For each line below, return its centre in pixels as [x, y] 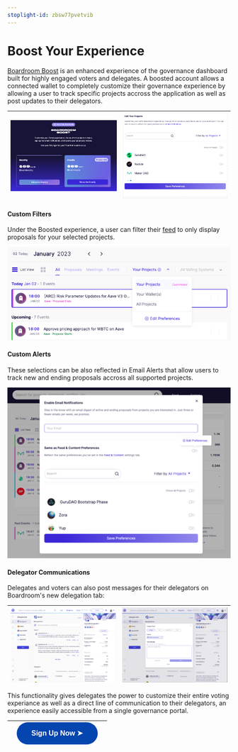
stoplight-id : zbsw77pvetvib [50, 15]
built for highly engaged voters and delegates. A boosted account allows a [116, 78]
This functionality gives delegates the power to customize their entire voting [118, 695]
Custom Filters [29, 214]
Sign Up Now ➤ [57, 734]
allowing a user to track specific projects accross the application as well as [117, 93]
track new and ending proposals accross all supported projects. [100, 377]
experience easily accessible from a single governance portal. [98, 710]
